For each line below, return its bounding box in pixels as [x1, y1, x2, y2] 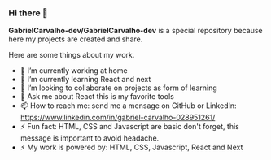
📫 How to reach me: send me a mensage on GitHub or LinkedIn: [20, 101, 238, 110]
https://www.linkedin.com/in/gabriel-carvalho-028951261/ [20, 113, 216, 123]
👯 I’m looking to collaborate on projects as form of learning [20, 83, 217, 93]
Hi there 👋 [8, 7, 49, 19]
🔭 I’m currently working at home [20, 66, 128, 76]
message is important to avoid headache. [20, 133, 160, 143]
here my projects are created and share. [8, 34, 143, 44]
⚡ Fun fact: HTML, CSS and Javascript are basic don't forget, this [20, 122, 240, 132]
